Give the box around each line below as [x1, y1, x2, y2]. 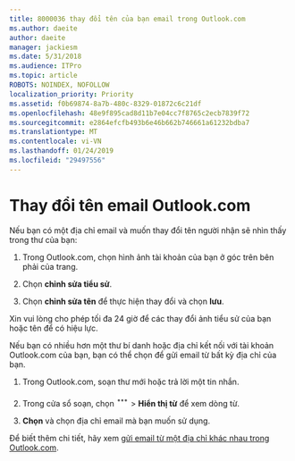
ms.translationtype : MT [9, 128, 98, 137]
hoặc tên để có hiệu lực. [9, 323, 98, 333]
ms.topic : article [9, 71, 78, 80]
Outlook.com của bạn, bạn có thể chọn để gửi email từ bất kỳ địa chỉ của [9, 349, 277, 360]
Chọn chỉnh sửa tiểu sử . [21, 278, 113, 289]
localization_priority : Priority [9, 89, 134, 98]
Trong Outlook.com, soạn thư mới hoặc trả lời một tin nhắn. [21, 376, 240, 387]
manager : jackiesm [9, 43, 78, 52]
